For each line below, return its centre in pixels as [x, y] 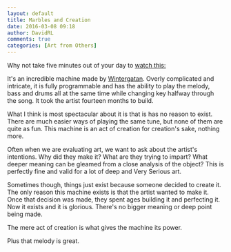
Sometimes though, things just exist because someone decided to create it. [114, 185]
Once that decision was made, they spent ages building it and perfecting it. [114, 200]
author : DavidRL [30, 33]
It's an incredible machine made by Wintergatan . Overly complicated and [111, 79]
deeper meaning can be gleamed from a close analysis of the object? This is [115, 164]
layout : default [30, 13]
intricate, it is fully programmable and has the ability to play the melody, [109, 86]
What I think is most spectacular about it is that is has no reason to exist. [110, 114]
